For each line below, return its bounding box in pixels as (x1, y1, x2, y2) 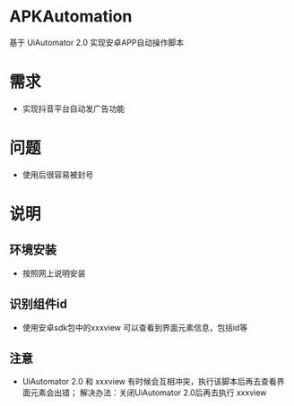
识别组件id (9, 297, 67, 312)
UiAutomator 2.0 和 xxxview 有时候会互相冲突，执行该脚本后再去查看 (22, 376, 277, 387)
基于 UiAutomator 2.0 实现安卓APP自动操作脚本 (9, 37, 185, 48)
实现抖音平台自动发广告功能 (22, 103, 125, 114)
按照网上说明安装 (22, 267, 86, 279)
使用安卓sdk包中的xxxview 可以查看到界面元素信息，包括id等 (22, 322, 248, 333)
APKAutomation (9, 6, 133, 27)
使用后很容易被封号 (22, 168, 94, 180)
